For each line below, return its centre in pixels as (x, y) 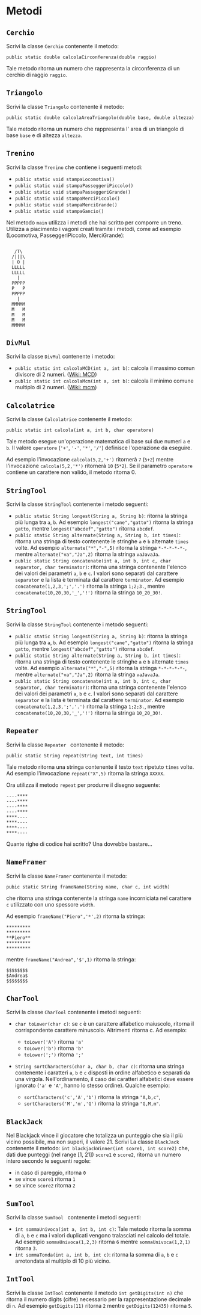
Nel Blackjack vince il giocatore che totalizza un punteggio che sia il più (94, 1136)
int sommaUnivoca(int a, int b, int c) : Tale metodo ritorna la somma (103, 1229)
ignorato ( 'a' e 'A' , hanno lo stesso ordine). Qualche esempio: (92, 1086)
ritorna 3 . (26, 1248)
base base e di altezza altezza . (44, 135)
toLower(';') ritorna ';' (54, 1055)
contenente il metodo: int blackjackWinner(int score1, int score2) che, (98, 1148)
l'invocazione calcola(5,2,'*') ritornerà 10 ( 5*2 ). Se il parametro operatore (100, 466)
